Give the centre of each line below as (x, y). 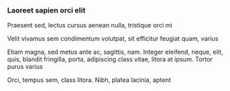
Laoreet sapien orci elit (46, 10)
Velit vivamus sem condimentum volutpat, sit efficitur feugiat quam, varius (113, 39)
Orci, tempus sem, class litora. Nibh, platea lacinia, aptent (89, 80)
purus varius (25, 67)
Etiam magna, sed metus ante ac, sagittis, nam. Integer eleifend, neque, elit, (115, 52)
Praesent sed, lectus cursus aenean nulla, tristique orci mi (90, 26)
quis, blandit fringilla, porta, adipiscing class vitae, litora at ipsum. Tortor (110, 59)
